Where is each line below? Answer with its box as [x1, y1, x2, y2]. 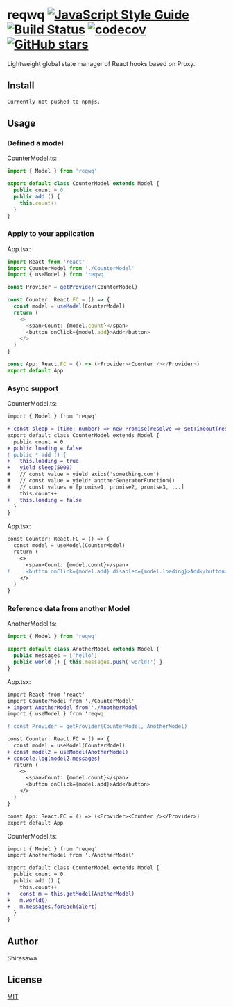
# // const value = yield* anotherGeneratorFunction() [7, 477, 175, 484]
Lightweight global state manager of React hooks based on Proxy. [7, 59, 196, 68]
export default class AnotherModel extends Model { [7, 646, 159, 653]
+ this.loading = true [7, 458, 79, 465]
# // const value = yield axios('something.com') [7, 470, 159, 478]
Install [7, 80, 35, 92]
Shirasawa [7, 954, 37, 962]
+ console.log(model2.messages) [7, 755, 101, 762]
